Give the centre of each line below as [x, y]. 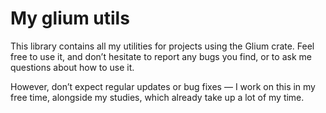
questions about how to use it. [72, 67]
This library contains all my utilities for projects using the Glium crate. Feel [162, 46]
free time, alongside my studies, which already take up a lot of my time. [157, 97]
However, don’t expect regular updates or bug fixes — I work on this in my [163, 86]
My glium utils [70, 18]
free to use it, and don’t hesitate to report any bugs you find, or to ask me [161, 56]
